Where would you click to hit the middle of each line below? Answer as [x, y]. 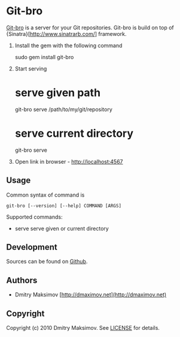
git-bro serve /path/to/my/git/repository [63, 109]
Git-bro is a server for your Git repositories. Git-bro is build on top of [90, 27]
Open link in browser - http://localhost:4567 [69, 161]
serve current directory [74, 134]
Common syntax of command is [45, 195]
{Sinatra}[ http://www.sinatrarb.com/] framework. [66, 33]
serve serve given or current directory [62, 228]
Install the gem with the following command [68, 45]
